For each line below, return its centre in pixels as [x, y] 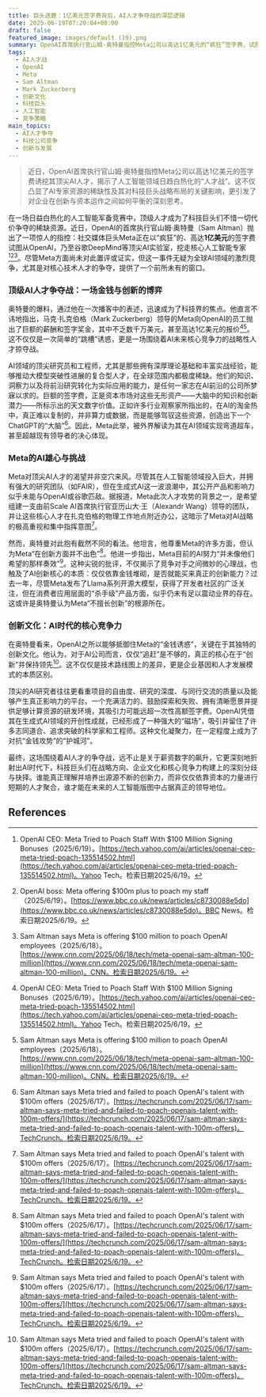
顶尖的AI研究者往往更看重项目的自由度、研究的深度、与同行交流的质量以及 [129, 691]
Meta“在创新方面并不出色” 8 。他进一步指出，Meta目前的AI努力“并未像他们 [135, 552]
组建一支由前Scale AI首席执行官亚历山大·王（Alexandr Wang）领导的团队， [131, 506]
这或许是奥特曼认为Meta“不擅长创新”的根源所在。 [89, 603]
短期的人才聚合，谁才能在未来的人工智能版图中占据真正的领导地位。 [119, 787]
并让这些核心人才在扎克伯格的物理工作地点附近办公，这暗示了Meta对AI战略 [131, 516]
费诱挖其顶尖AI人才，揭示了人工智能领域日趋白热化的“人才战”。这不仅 [141, 181]
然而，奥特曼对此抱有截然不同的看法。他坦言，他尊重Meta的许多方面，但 [127, 543]
